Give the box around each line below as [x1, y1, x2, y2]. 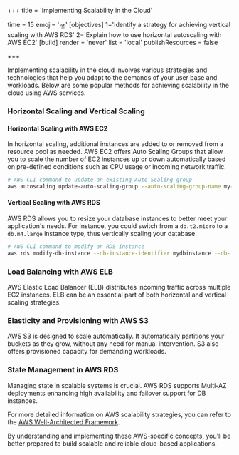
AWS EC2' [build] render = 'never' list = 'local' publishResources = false [7, 39, 218, 46]
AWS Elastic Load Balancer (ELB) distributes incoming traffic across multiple [7, 283, 231, 292]
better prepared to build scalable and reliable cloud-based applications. [7, 439, 217, 448]
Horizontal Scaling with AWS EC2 [7, 124, 108, 133]
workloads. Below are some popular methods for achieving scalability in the [7, 81, 230, 89]
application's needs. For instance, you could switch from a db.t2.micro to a [7, 222, 228, 230]
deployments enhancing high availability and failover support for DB [7, 389, 206, 397]
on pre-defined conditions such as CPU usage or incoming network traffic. [7, 163, 226, 171]
